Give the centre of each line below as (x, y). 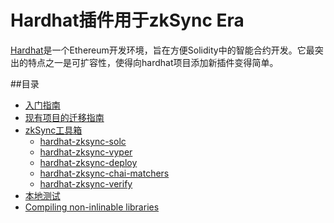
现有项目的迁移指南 (64, 117)
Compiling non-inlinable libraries (92, 207)
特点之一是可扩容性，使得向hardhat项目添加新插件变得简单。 (153, 62)
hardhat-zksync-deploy (88, 162)
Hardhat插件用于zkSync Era (127, 20)
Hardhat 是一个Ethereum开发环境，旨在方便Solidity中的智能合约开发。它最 (162, 50)
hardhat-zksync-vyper (86, 152)
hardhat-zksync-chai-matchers (104, 173)
